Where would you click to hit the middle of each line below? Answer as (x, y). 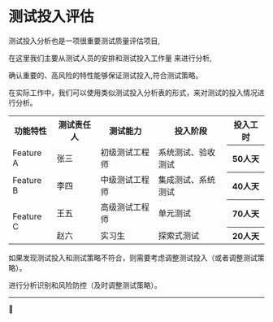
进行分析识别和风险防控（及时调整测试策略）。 (85, 285)
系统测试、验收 (186, 153)
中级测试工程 (125, 180)
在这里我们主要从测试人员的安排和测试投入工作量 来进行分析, (110, 58)
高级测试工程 (125, 207)
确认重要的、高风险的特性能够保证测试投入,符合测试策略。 (106, 75)
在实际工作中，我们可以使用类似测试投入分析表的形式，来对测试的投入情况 (133, 92)
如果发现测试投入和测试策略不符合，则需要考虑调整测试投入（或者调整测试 (133, 258)
